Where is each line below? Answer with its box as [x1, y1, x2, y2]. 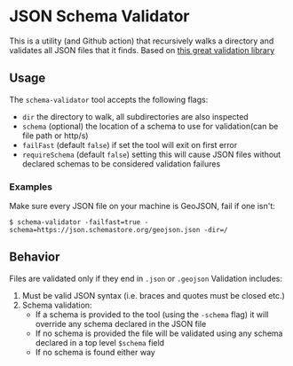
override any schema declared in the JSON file [35, 318, 207, 329]
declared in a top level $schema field [35, 337, 165, 347]
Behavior [9, 250, 60, 265]
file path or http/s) [21, 130, 89, 141]
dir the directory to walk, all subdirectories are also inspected [21, 111, 249, 121]
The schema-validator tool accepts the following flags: [9, 94, 209, 105]
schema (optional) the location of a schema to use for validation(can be [21, 121, 279, 131]
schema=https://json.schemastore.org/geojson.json [9, 226, 201, 235]
